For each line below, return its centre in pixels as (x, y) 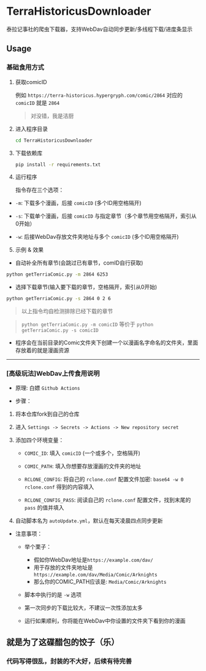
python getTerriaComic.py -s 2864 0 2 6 (59, 299)
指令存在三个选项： (40, 190)
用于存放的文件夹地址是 (63, 568)
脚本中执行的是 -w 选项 (53, 595)
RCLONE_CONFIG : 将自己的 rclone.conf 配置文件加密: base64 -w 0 (104, 479)
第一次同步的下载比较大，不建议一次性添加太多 (83, 608)
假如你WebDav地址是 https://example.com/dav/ (93, 560)
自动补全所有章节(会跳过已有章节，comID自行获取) (79, 263)
